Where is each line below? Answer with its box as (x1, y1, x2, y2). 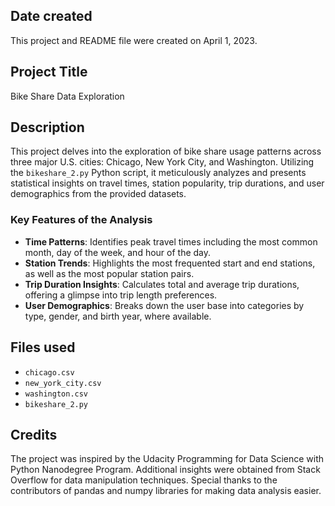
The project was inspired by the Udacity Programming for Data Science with (10, 453, 325, 465)
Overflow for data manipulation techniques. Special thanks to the (10, 474, 278, 486)
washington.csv (24, 389, 89, 399)
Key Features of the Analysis (10, 213, 153, 227)
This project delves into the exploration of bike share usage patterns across (10, 145, 322, 158)
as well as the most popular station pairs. (24, 267, 195, 279)
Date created (10, 8, 93, 25)
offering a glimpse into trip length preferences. (24, 289, 218, 301)
